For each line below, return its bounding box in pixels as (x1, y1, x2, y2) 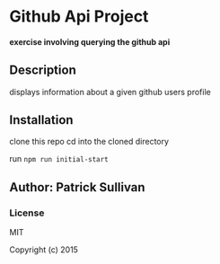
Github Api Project (9, 6, 149, 27)
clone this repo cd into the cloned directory (9, 136, 169, 147)
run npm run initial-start (9, 154, 110, 164)
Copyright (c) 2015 (9, 244, 79, 255)
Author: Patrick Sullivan (9, 180, 145, 195)
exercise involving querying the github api (9, 36, 171, 47)
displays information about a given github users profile (9, 86, 211, 97)
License (9, 207, 45, 219)
